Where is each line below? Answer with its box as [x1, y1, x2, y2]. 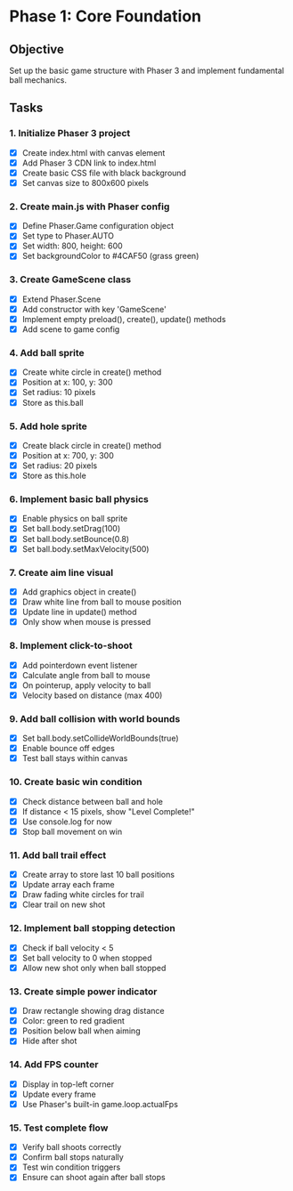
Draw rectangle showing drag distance [21, 1006, 165, 1017]
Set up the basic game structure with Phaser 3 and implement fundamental [9, 65, 285, 76]
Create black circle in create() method [21, 440, 162, 450]
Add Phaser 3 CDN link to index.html [21, 158, 157, 168]
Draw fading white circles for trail [21, 889, 144, 900]
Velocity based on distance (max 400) [21, 690, 163, 701]
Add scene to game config [21, 323, 120, 335]
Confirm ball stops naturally [21, 1152, 125, 1163]
